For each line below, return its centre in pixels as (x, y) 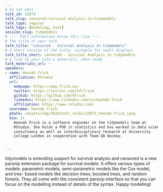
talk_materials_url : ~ (28, 64)
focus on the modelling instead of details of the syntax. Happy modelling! (78, 184)
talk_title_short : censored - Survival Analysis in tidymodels (70, 55)
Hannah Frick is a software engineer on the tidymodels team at (80, 122)
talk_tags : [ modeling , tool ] (34, 28)
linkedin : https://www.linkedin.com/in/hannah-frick (68, 100)
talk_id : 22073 (20, 14)
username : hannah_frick (33, 109)
